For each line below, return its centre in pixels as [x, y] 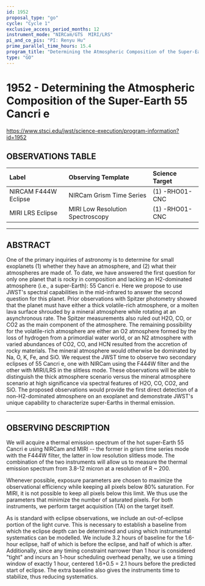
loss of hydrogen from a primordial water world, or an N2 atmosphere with [100, 338]
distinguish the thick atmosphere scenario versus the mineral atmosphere [99, 377]
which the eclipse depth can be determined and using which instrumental [99, 531]
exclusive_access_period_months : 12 [53, 29]
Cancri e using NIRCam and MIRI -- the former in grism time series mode [98, 449]
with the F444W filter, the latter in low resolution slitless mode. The [91, 455]
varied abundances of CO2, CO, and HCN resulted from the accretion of [97, 344]
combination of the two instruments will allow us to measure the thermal [97, 462]
